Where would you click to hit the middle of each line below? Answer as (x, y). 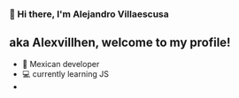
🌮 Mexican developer (61, 64)
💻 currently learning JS (65, 73)
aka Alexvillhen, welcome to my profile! (120, 43)
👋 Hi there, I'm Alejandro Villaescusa (89, 14)
